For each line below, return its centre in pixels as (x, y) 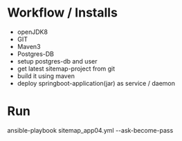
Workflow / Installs (62, 13)
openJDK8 (33, 32)
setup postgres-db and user (57, 61)
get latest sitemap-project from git (66, 68)
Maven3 (29, 46)
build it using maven (46, 76)
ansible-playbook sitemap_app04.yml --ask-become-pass (90, 130)
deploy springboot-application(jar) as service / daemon (96, 83)
